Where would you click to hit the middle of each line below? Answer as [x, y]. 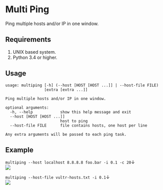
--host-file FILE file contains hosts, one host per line [78, 125]
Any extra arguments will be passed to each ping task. [66, 134]
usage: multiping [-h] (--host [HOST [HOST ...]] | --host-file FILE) [82, 85]
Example [19, 150]
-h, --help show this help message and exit [71, 112]
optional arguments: [27, 108]
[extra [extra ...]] [66, 90]
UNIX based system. [34, 52]
